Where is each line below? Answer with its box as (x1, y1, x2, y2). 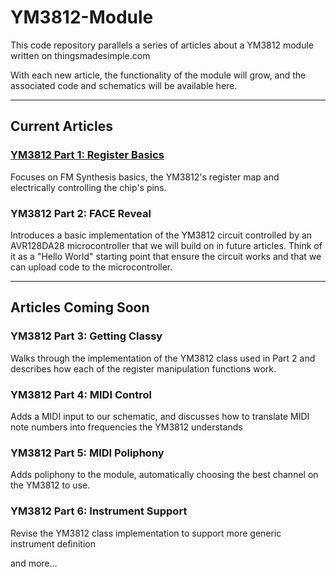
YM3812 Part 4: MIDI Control (10, 387, 152, 401)
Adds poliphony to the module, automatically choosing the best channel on (10, 469, 319, 481)
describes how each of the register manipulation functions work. (10, 362, 277, 375)
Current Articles (10, 118, 113, 135)
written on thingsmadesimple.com (10, 49, 151, 61)
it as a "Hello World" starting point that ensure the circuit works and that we (10, 250, 322, 262)
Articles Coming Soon (10, 299, 150, 316)
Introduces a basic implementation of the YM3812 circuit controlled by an (10, 229, 313, 241)
